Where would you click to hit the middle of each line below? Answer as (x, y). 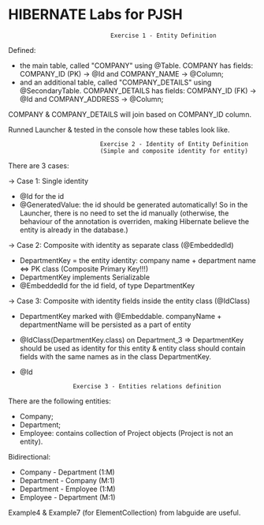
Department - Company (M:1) (67, 480)
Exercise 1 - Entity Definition (163, 36)
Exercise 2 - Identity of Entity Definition (174, 144)
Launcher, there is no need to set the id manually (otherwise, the (124, 213)
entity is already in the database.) (74, 230)
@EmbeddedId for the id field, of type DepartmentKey (107, 285)
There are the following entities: (60, 401)
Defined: (22, 50)
